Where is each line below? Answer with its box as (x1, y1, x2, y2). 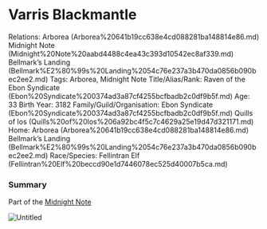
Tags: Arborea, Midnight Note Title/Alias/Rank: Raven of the (49, 74, 245, 84)
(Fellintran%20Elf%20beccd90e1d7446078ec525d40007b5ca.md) (8, 159, 229, 168)
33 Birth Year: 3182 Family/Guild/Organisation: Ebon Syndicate (8, 100, 214, 109)
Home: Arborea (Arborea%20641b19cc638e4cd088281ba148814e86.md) (8, 125, 249, 135)
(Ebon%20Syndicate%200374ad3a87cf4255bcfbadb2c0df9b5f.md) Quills (8, 108, 253, 117)
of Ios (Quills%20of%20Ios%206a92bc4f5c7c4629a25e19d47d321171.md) (8, 116, 254, 126)
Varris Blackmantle (8, 6, 137, 24)
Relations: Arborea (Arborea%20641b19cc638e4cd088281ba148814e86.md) (8, 32, 260, 41)
